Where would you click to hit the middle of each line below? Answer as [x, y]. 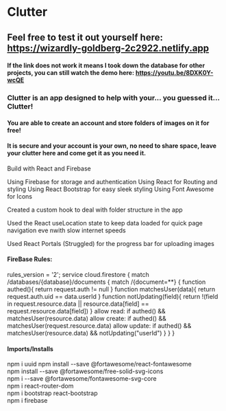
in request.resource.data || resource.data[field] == [78, 304]
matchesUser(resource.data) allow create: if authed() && [87, 319]
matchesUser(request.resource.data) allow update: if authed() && [99, 326]
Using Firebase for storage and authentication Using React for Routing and [112, 181]
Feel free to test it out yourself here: [85, 37]
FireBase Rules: [30, 259]
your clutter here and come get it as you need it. [76, 153]
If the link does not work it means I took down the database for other [106, 65]
